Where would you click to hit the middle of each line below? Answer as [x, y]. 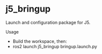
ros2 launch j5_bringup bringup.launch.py [55, 46]
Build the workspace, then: [40, 41]
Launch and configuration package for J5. [48, 22]
